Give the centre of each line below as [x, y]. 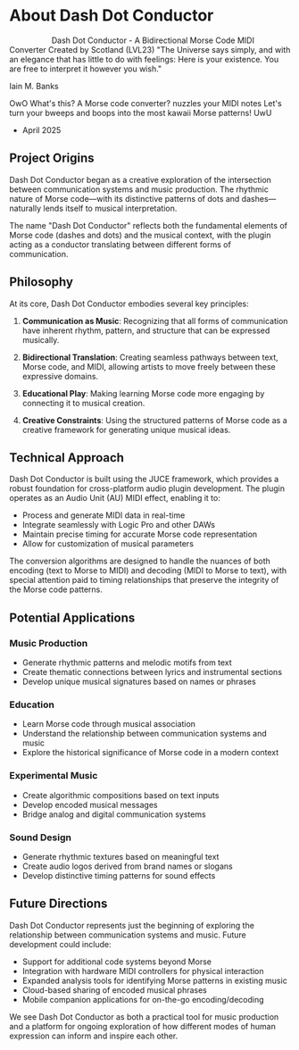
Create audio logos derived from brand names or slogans [128, 866]
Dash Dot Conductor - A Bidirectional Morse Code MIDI [153, 40]
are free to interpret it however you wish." [86, 69]
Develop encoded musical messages [90, 804]
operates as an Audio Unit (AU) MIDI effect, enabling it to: [115, 498]
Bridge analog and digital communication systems [114, 814]
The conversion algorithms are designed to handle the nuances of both [140, 561]
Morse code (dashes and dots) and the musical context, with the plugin [140, 235]
